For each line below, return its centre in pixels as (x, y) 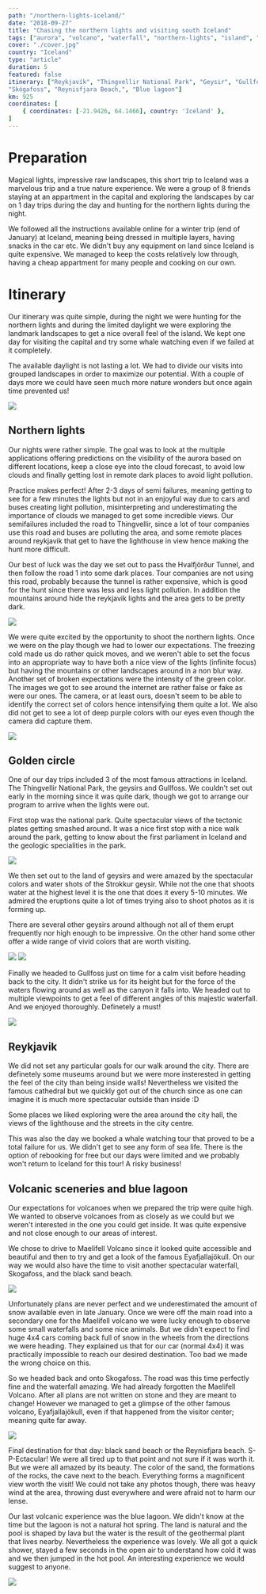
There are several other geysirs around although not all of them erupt (121, 925)
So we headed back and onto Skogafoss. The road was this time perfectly (129, 1378)
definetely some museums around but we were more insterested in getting (130, 1074)
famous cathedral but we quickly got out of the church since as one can (125, 1091)
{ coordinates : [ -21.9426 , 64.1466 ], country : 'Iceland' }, (123, 112)
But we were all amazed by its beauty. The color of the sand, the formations (131, 1467)
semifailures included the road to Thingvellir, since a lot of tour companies (129, 524)
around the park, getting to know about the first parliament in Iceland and (127, 837)
